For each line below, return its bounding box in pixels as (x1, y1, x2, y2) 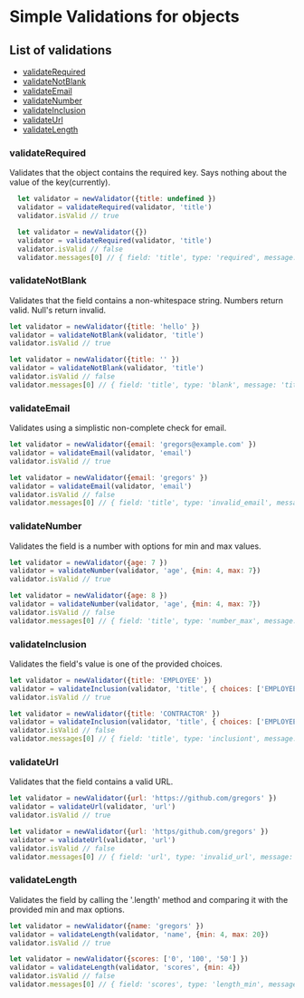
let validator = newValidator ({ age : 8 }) (9, 591, 168, 600)
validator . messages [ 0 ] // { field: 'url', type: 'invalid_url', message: (9, 852, 294, 861)
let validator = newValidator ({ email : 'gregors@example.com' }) (9, 440, 257, 449)
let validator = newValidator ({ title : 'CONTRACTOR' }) (9, 709, 221, 718)
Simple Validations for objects (9, 6, 240, 27)
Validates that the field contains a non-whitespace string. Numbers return (9, 294, 283, 305)
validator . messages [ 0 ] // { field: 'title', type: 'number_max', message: (9, 616, 298, 626)
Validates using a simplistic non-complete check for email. (9, 423, 227, 434)
